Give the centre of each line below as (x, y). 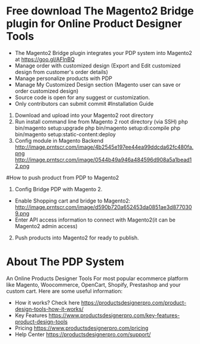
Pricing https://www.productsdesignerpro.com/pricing (81, 328)
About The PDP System (65, 262)
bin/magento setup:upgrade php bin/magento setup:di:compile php (98, 128)
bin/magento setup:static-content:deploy (65, 134)
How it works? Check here (47, 302)
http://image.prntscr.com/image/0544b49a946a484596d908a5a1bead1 (103, 159)
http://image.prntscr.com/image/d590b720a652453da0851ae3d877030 (103, 207)
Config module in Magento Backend (59, 140)
